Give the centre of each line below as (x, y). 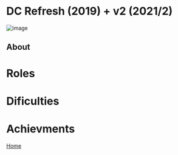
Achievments (41, 129)
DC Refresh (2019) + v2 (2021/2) (90, 11)
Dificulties (33, 101)
